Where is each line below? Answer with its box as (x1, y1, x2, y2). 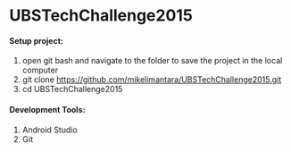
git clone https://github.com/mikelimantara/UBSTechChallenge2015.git (21, 74, 282, 85)
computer (21, 64, 59, 76)
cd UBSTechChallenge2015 (21, 84, 123, 95)
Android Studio (21, 124, 78, 135)
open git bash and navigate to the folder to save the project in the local (21, 55, 283, 66)
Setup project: (9, 35, 64, 46)
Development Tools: (9, 104, 86, 114)
